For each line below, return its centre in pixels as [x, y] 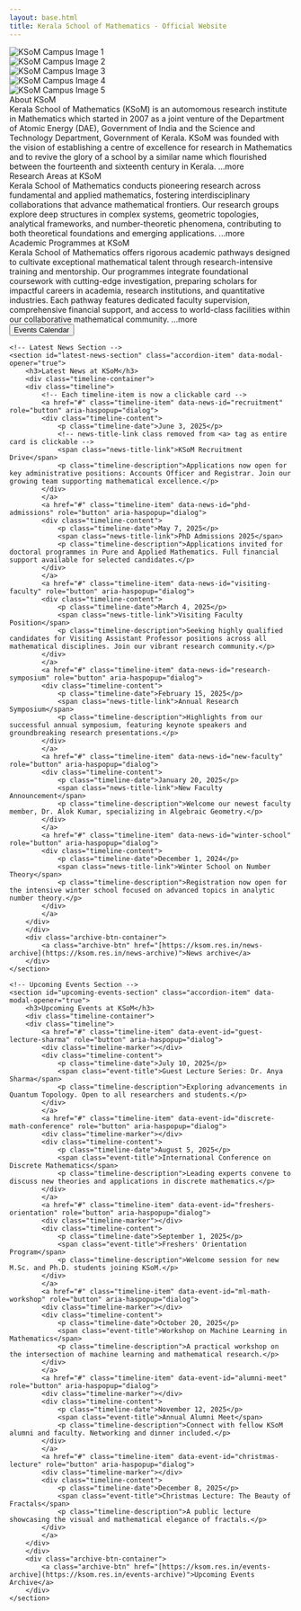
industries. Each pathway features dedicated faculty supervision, [129, 300]
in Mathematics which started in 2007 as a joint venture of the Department [147, 119]
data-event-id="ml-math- [225, 1291]
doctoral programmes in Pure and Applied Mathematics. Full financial [144, 552]
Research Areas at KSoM [55, 175]
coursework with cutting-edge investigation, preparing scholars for [133, 280]
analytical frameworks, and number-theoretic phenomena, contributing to [146, 223]
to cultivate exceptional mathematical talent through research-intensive [141, 262]
